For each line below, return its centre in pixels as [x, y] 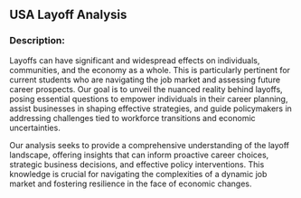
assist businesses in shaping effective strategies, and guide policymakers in [150, 108]
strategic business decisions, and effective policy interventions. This [137, 164]
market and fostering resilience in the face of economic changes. [131, 184]
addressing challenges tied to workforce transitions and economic [132, 118]
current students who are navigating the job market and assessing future [145, 80]
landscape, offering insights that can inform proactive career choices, [139, 155]
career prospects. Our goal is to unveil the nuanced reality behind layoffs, [146, 89]
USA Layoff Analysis [68, 15]
